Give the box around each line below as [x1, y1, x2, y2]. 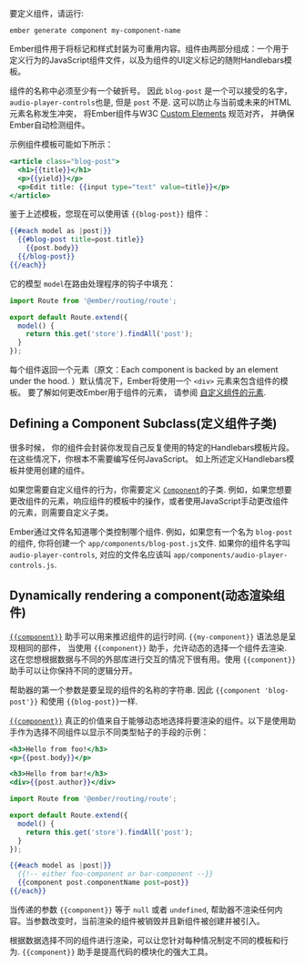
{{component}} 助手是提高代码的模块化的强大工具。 [21, 946, 213, 957]
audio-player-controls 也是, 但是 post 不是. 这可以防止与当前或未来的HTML [9, 97, 291, 107]
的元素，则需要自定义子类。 [9, 506, 114, 517]
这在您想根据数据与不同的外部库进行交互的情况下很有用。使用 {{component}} [9, 654, 297, 665]
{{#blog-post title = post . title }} [17, 235, 145, 244]
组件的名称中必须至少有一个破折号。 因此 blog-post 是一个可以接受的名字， [9, 86, 293, 96]
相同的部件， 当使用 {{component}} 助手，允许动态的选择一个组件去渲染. [16, 642, 287, 653]
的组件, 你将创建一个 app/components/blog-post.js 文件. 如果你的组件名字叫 [9, 537, 291, 548]
